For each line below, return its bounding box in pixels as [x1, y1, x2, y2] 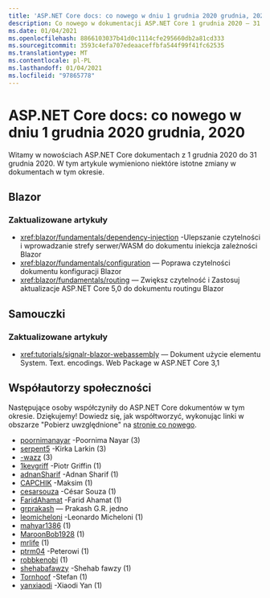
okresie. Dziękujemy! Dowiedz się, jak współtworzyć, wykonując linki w [8, 411, 245, 420]
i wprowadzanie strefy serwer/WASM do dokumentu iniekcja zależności [19, 241, 258, 251]
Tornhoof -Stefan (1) [19, 571, 88, 581]
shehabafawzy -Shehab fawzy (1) [19, 563, 132, 573]
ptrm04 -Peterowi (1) [19, 546, 90, 555]
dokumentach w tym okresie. [8, 166, 104, 177]
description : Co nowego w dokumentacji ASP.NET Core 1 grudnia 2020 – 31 [8, 19, 261, 27]
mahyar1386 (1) [19, 520, 72, 530]
